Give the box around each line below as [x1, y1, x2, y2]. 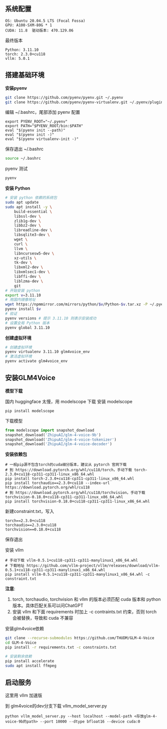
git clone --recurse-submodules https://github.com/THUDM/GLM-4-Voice [5, 636, 155, 641]
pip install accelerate [5, 658, 55, 664]
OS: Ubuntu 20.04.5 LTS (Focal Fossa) [5, 18, 85, 23]
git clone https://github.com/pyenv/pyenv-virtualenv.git [5, 99, 128, 105]
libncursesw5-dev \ [14, 251, 55, 256]
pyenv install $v [5, 306, 41, 312]
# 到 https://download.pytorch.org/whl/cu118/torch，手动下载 [5, 468, 132, 473]
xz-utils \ [14, 255, 37, 260]
